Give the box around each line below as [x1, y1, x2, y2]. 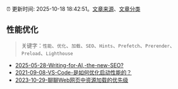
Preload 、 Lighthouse [21, 49, 74, 56]
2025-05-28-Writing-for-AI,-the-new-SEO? [15, 61, 124, 68]
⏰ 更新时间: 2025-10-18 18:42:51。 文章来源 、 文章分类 [6, 5, 141, 12]
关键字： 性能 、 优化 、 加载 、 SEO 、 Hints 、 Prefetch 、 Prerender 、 [21, 42, 176, 49]
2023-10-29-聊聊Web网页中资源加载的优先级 [15, 76, 129, 84]
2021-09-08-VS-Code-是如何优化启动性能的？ [15, 68, 132, 76]
